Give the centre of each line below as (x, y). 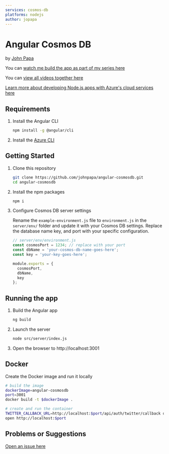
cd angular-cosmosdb (34, 182)
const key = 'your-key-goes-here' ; (50, 255)
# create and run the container (39, 409)
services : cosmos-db (27, 10)
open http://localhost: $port (36, 418)
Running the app (31, 298)
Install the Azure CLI (33, 140)
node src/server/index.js (39, 339)
